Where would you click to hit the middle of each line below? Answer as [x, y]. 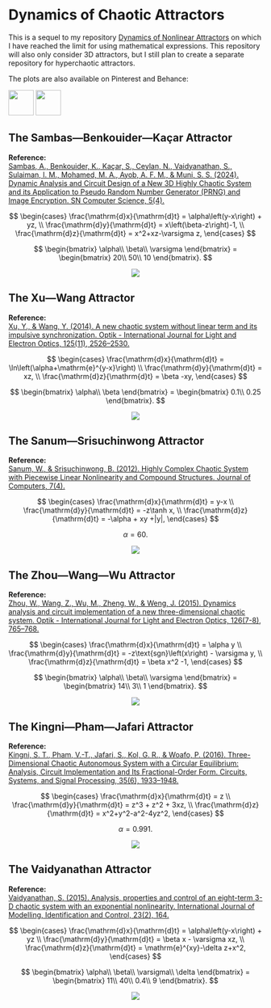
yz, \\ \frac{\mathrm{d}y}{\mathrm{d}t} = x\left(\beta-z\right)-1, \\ [135, 225]
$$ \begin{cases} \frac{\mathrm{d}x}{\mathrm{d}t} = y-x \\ [135, 502]
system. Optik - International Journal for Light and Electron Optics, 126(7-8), [135, 621]
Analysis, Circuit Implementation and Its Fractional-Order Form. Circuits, [128, 772]
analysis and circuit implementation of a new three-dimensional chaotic [127, 612]
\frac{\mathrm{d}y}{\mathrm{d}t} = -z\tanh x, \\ [102, 510]
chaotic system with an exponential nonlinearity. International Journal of [135, 906]
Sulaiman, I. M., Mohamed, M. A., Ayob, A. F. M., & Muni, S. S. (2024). [124, 175]
